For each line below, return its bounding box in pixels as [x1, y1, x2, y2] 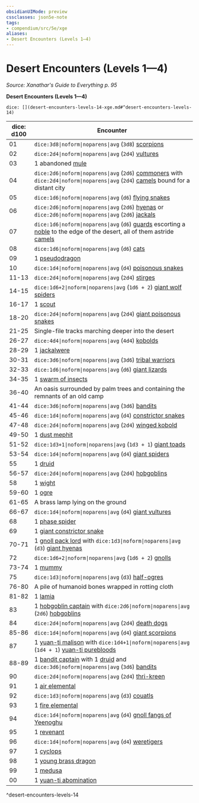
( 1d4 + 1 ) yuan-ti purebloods [34, 645, 117, 654]
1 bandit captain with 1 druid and [34, 655, 127, 663]
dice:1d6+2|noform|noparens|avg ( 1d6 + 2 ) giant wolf [34, 283, 182, 291]
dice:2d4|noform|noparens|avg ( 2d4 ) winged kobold [34, 420, 178, 429]
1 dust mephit [34, 431, 73, 439]
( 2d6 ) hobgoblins [34, 609, 81, 617]
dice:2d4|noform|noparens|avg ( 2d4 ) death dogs [34, 619, 168, 627]
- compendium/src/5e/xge [6, 25, 68, 31]
